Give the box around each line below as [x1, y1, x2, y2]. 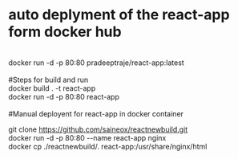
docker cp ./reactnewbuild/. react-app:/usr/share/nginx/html [8, 141, 208, 151]
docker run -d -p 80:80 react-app [8, 92, 120, 101]
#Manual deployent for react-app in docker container [8, 108, 184, 118]
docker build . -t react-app [8, 83, 96, 93]
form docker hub [8, 22, 122, 41]
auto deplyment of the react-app [8, 6, 230, 24]
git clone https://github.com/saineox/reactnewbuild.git [8, 124, 188, 134]
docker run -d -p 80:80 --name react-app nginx [8, 132, 167, 142]
